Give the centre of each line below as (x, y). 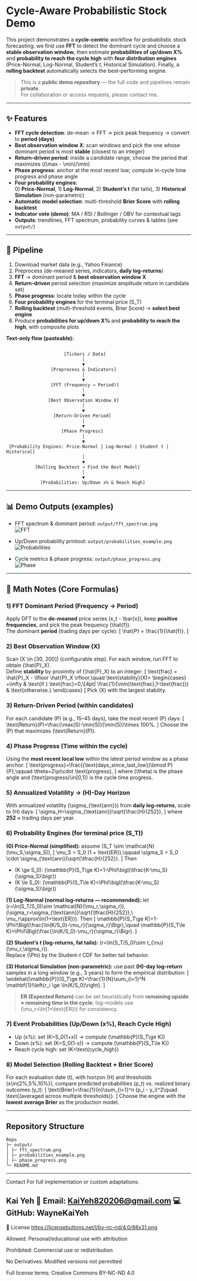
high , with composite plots (47, 326)
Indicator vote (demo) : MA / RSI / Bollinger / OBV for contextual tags (98, 214)
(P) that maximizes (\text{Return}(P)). (51, 731)
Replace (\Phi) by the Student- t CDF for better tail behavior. (78, 955)
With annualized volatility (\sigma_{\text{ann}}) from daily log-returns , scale (98, 805)
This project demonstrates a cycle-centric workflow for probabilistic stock (96, 39)
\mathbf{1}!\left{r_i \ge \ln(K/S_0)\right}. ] (56, 985)
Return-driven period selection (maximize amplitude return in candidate (102, 283)
